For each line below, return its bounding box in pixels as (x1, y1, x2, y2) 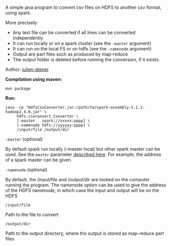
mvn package (5, 86, 31, 91)
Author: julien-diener (5, 66, 49, 72)
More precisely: (5, 20, 38, 25)
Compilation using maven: (5, 76, 62, 82)
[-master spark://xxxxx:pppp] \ (16, 118, 90, 123)
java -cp (5, 105, 24, 110)
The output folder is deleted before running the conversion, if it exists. (12, 57, 160, 63)
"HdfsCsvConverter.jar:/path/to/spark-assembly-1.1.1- (26, 105, 145, 110)
